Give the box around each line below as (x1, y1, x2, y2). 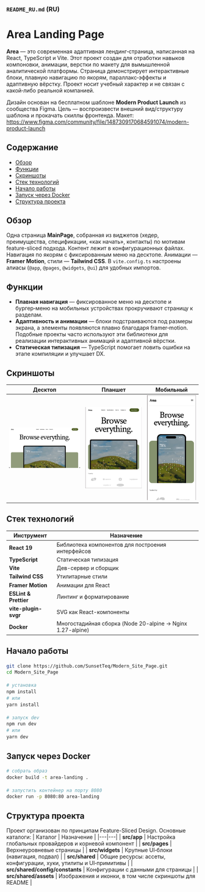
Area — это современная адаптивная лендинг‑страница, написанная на (6, 48, 195, 55)
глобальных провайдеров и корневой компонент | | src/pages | (6, 840, 172, 847)
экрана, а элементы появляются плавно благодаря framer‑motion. (15, 324, 189, 332)
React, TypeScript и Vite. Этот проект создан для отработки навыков (6, 54, 185, 61)
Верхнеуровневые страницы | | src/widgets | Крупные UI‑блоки (6, 847, 173, 854)
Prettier (9, 596, 29, 604)
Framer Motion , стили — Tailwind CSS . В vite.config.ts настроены (6, 258, 181, 265)
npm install (6, 689, 37, 695)
